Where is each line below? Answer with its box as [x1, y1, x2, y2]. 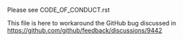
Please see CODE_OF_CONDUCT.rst [7, 6, 110, 14]
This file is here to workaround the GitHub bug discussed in [7, 19, 176, 27]
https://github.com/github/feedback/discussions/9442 [7, 27, 162, 34]
